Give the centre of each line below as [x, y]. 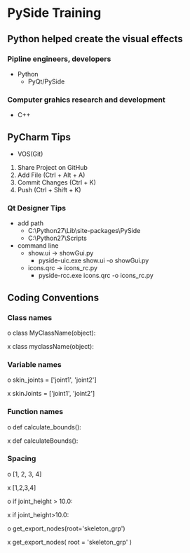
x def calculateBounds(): [43, 441]
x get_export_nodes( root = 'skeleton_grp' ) [69, 542]
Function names [35, 412]
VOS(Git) [30, 154]
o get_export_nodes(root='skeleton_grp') [66, 528]
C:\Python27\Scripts [57, 238]
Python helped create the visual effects [95, 39]
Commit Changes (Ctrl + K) [57, 182]
